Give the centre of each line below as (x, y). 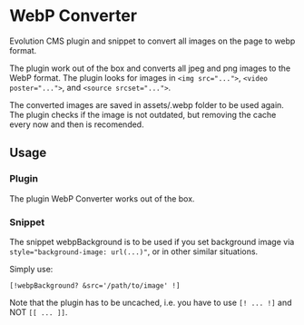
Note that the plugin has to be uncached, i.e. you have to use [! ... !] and (151, 302)
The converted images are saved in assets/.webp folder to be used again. (147, 104)
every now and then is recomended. (77, 124)
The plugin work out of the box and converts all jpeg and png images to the (150, 68)
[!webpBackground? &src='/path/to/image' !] (95, 286)
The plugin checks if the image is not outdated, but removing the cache (143, 114)
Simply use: (31, 269)
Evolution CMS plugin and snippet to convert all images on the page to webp (152, 41)
